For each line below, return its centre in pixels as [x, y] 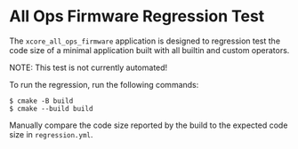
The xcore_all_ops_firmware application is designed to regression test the [145, 41]
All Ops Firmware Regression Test [137, 16]
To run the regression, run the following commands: [104, 84]
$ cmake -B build [41, 101]
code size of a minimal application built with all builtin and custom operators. [149, 50]
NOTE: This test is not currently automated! [89, 67]
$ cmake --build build [51, 108]
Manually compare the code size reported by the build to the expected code [149, 125]
